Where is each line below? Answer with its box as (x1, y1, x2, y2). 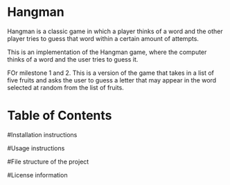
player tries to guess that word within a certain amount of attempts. (7, 34, 200, 42)
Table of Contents (7, 108, 112, 123)
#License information (7, 170, 68, 179)
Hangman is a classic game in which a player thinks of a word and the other (7, 27, 223, 35)
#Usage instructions (7, 143, 65, 152)
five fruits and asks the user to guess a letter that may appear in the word (7, 76, 217, 84)
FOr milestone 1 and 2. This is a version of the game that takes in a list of (7, 69, 215, 77)
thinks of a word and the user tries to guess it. (7, 55, 139, 63)
